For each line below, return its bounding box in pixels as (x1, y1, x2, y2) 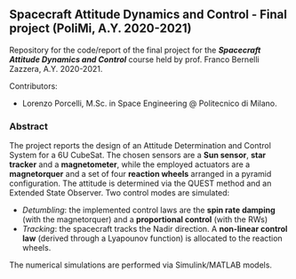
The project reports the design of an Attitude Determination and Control (9, 140, 271, 151)
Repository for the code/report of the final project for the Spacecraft (9, 44, 261, 55)
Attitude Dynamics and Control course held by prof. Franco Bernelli (9, 53, 260, 65)
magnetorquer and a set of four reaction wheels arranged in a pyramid (9, 169, 272, 179)
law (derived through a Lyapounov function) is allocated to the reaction (21, 233, 283, 243)
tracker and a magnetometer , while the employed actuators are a (9, 159, 251, 170)
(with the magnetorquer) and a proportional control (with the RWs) (21, 214, 268, 225)
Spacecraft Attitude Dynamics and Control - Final (9, 7, 287, 22)
